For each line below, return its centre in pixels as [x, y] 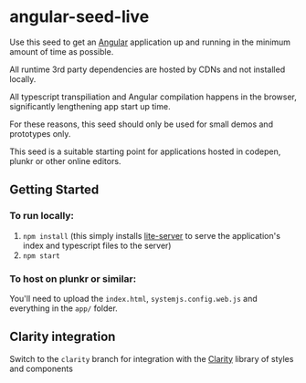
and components [41, 368]
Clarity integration [63, 337]
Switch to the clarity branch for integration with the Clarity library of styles [152, 358]
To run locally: [42, 216]
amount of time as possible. [62, 51]
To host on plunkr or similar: [73, 278]
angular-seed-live [79, 17]
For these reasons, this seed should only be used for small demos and [142, 124]
